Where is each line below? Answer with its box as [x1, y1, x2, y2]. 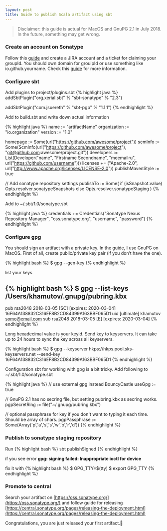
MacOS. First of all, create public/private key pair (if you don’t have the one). [5, 250, 163, 256]
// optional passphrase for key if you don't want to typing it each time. [5, 411, 149, 417]
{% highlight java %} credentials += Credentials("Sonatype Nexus [5, 211, 141, 217]
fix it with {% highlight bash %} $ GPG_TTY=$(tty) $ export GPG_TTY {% [5, 465, 155, 471]
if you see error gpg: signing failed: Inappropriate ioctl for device [5, 455, 142, 461]
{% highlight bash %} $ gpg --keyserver [5, 346, 88, 352]
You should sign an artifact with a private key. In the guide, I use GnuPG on [5, 245, 159, 251]
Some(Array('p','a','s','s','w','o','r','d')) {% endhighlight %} [5, 422, 121, 428]
